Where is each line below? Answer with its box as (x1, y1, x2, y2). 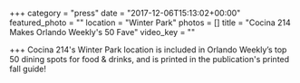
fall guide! (9, 63, 47, 74)
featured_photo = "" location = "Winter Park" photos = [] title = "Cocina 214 (9, 17, 292, 28)
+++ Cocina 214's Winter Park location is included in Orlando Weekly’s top (9, 44, 287, 55)
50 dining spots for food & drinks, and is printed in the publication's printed (9, 54, 290, 64)
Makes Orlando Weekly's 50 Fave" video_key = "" (9, 27, 196, 37)
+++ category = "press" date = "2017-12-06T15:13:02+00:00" (9, 8, 241, 18)
